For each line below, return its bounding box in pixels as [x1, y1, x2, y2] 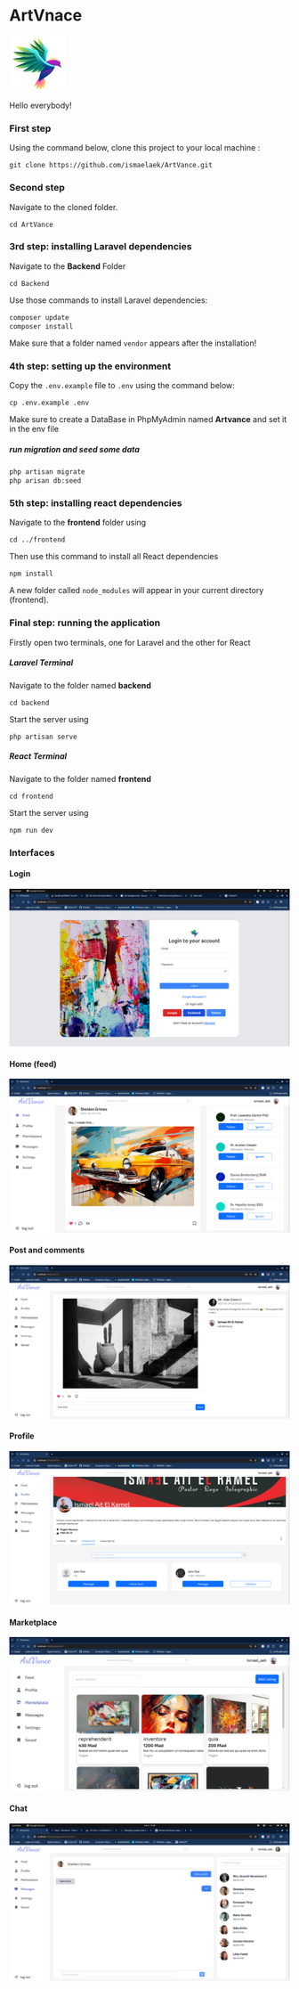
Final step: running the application [9, 616, 161, 629]
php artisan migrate [9, 468, 86, 477]
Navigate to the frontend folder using [9, 518, 147, 528]
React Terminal [9, 751, 68, 762]
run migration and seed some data [9, 444, 141, 454]
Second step [9, 182, 65, 194]
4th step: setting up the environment [9, 360, 172, 372]
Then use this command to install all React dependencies [9, 551, 219, 562]
